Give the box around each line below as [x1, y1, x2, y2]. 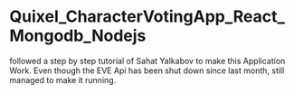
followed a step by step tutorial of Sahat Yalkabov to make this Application [9, 55, 286, 66]
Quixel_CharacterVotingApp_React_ [9, 6, 285, 27]
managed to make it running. [9, 74, 117, 85]
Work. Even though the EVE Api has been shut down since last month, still [9, 65, 285, 76]
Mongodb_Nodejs [9, 25, 147, 46]
